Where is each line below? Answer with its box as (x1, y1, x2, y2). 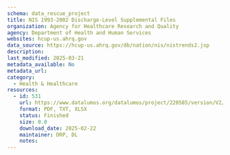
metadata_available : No (7, 61, 75, 68)
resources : (7, 86, 38, 93)
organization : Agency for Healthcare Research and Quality (7, 23, 179, 29)
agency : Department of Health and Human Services (7, 29, 152, 36)
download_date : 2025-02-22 (19, 125, 97, 132)
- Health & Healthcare (13, 80, 78, 87)
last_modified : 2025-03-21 (7, 55, 84, 62)
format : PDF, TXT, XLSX (19, 106, 88, 112)
